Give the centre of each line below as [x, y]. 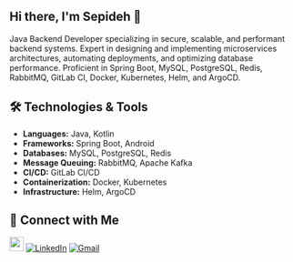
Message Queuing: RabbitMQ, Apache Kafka [107, 162]
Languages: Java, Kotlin [69, 134]
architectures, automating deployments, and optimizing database [131, 58]
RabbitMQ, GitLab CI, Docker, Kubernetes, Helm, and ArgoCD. [125, 77]
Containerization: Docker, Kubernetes [95, 182]
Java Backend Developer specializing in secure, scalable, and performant [147, 38]
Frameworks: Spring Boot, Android [88, 143]
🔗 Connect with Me [65, 221]
